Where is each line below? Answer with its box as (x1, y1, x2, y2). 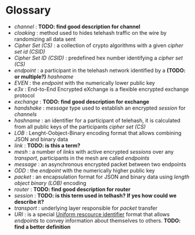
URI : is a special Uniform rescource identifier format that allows (14, 210, 170, 218)
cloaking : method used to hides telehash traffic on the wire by (14, 29, 167, 36)
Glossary (5, 4, 51, 17)
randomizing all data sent (14, 35, 76, 42)
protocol (14, 92, 35, 99)
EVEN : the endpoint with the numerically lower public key (14, 79, 155, 86)
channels (14, 110, 37, 118)
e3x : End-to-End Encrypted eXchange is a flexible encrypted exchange (14, 85, 189, 92)
